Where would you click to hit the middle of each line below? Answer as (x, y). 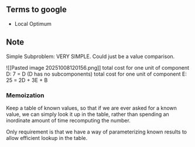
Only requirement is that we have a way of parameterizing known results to (97, 132)
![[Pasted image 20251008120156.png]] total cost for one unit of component (97, 67)
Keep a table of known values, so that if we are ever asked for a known (92, 108)
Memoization (25, 95)
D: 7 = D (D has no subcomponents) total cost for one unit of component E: (97, 74)
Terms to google (37, 10)
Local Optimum (33, 23)
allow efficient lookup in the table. (47, 138)
